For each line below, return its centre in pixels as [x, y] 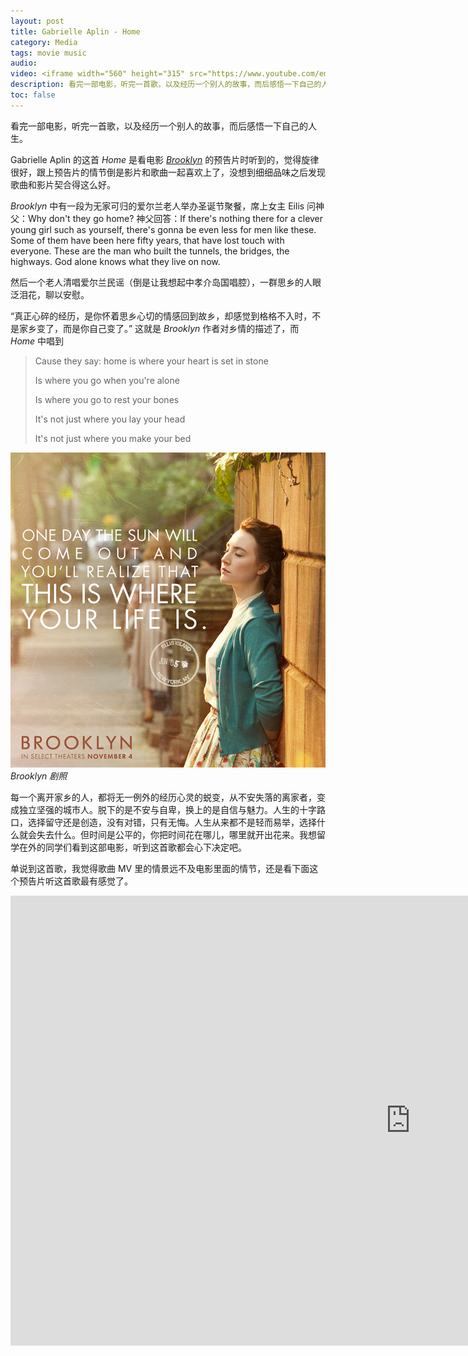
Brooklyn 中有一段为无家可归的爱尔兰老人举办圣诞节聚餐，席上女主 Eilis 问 [163, 206]
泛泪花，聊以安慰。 [50, 294]
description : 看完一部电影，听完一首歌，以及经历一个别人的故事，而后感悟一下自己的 [166, 85]
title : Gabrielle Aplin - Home [75, 31]
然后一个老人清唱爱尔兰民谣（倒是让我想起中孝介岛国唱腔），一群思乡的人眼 [166, 282]
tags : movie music [48, 53]
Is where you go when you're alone [107, 380]
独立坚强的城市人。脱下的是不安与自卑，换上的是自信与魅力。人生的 [159, 809]
